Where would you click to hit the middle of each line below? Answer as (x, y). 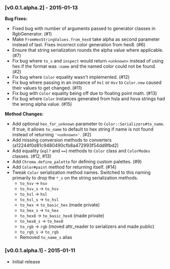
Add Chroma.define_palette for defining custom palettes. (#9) (77, 162)
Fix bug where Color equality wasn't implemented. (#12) (71, 77)
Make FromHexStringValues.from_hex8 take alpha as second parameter (86, 39)
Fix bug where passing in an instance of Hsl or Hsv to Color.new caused (87, 82)
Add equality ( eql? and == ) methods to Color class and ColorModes (81, 151)
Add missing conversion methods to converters (62, 140)
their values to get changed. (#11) (47, 88)
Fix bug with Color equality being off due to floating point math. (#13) (84, 94)
